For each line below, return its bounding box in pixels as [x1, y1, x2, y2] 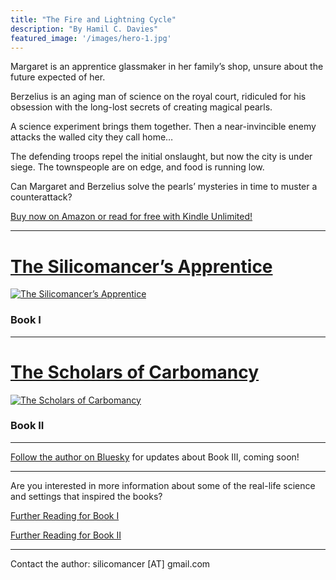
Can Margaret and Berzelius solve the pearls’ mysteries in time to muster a [10, 181, 318, 193]
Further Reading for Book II [10, 529, 122, 541]
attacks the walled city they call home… [10, 131, 174, 143]
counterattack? [10, 191, 73, 203]
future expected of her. [10, 71, 106, 83]
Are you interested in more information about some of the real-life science [10, 479, 316, 491]
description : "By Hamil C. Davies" [10, 24, 159, 34]
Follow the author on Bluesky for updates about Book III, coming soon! [10, 451, 300, 463]
